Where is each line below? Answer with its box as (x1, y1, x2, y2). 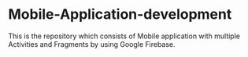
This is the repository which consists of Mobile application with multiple (8, 31, 240, 41)
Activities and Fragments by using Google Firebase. (8, 39, 176, 48)
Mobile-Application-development (8, 5, 232, 23)
